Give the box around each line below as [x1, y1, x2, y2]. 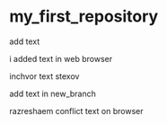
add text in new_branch [9, 88, 97, 99]
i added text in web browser [9, 53, 113, 64]
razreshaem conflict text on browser [9, 105, 144, 116]
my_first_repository [9, 6, 159, 27]
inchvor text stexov [9, 70, 80, 82]
